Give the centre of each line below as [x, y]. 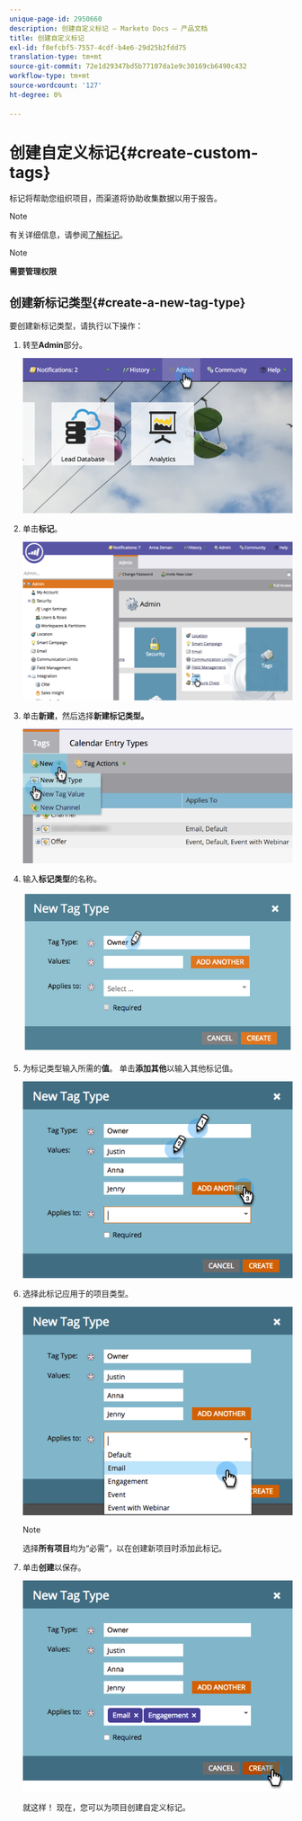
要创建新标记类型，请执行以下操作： [76, 326]
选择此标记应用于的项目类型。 [77, 1293]
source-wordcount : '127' [56, 85]
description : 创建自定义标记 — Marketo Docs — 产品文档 [109, 28]
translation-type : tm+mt [56, 57]
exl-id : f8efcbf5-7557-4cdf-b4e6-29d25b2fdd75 [98, 48]
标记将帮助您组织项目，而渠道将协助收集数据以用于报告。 [115, 199]
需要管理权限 [33, 272]
